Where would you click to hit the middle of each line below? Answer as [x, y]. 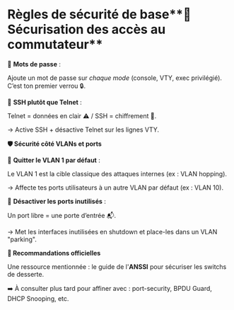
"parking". [22, 239]
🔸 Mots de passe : [34, 64]
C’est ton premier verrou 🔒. [47, 86]
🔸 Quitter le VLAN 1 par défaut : [54, 160]
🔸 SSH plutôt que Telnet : [45, 102]
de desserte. [26, 274]
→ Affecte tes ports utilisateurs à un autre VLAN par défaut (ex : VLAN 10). [116, 188]
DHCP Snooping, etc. [38, 298]
